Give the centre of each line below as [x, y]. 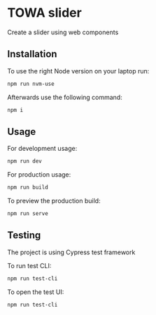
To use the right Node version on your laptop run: [78, 71]
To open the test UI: [36, 292]
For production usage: [39, 175]
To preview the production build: [54, 201]
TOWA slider [44, 13]
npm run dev [24, 161]
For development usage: [42, 149]
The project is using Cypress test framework [71, 252]
